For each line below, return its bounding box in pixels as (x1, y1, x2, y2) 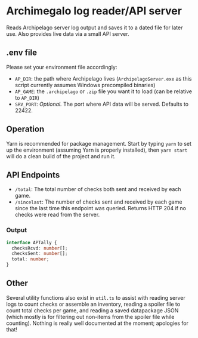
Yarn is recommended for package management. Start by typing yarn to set (6, 140, 192, 147)
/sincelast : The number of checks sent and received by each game (14, 198, 182, 205)
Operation (6, 124, 45, 134)
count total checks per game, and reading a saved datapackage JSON (6, 306, 179, 314)
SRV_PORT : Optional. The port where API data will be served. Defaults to (14, 100, 189, 107)
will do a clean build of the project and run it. (6, 152, 116, 159)
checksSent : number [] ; (11, 251, 68, 257)
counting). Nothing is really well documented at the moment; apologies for (6, 319, 189, 327)
